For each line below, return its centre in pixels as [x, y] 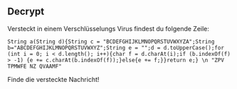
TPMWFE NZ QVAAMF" [35, 66]
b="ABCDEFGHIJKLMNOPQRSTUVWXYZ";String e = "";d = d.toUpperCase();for [116, 48]
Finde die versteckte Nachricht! [53, 79]
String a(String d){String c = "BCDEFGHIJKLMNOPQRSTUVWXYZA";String [111, 42]
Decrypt [26, 12]
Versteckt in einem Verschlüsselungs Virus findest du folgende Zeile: [109, 28]
